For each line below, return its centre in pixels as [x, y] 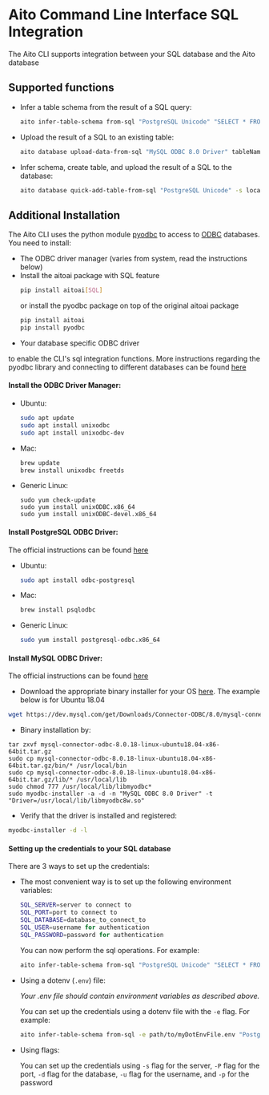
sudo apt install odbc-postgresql [77, 580]
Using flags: [40, 1050]
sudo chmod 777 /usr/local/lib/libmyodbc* [80, 787]
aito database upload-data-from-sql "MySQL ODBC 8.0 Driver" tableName [142, 152]
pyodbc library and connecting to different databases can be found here [127, 367]
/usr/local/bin [102, 766]
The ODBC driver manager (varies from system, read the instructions [134, 259]
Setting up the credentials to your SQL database [90, 848]
